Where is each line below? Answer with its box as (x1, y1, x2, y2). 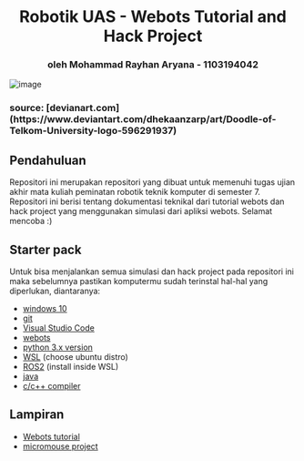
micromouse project (22, 440, 98, 452)
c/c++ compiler (22, 381, 81, 392)
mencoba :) (9, 216, 53, 227)
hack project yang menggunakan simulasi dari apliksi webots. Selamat (9, 206, 273, 217)
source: (9, 102, 45, 115)
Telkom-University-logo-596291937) (9, 125, 177, 138)
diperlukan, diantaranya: (9, 285, 101, 297)
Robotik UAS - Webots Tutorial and (19, 6, 287, 27)
